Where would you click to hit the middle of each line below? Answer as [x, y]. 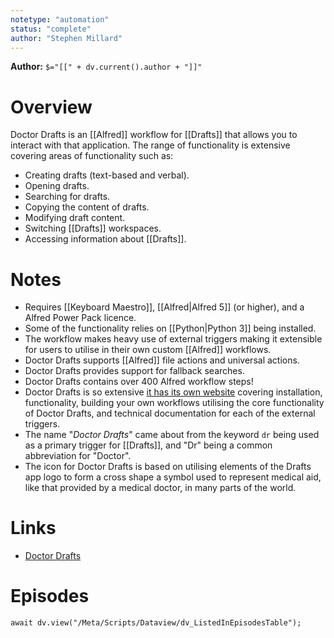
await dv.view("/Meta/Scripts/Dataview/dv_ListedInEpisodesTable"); [156, 623]
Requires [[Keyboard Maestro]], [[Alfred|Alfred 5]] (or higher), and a [164, 307]
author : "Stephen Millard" [66, 38]
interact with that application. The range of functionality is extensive [150, 145]
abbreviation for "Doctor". [78, 456]
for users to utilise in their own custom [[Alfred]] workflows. [148, 350]
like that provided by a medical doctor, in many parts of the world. [160, 488]
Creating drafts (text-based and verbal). [107, 175]
